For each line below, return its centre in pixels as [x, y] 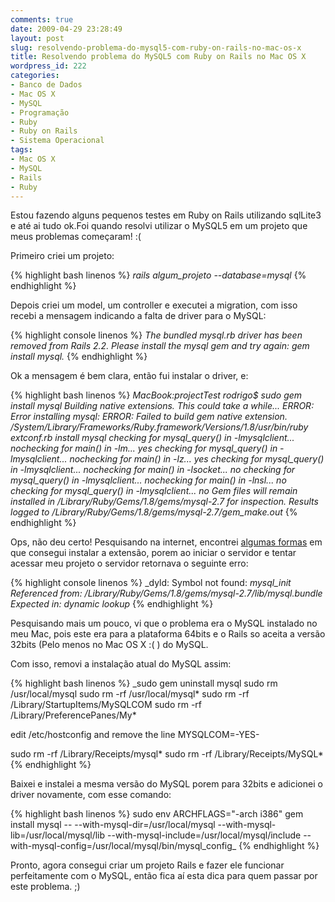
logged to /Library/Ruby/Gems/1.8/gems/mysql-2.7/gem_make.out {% [154, 512]
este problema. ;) [45, 887]
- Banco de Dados [46, 85]
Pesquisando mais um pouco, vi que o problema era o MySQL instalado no [164, 623]
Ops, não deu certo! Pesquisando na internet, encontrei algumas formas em [166, 542]
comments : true [42, 19]
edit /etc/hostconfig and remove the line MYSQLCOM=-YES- [135, 735]
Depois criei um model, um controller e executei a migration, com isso [154, 305]
